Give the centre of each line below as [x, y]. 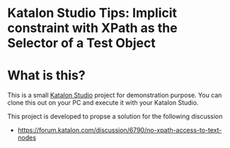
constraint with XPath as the [93, 28]
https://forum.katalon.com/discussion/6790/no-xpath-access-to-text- [120, 130]
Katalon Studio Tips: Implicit [92, 13]
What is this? [47, 75]
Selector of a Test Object [81, 43]
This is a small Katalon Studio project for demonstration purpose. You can [115, 95]
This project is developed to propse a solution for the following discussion [115, 116]
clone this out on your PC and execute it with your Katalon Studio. [103, 103]
